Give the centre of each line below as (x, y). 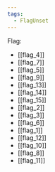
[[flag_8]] (31, 153)
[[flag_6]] (31, 122)
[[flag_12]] (32, 138)
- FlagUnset (31, 21)
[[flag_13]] (32, 85)
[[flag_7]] (31, 62)
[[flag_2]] (31, 107)
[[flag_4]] (31, 55)
